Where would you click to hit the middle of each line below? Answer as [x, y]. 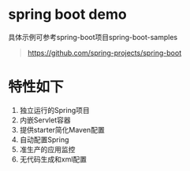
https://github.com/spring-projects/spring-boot [104, 53]
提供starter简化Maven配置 [62, 129]
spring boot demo [68, 15]
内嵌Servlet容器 [45, 120]
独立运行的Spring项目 [55, 110]
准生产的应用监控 [47, 149]
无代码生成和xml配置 [53, 159]
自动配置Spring [44, 140]
